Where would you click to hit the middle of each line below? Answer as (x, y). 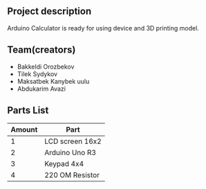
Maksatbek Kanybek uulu (53, 81)
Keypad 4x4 (64, 164)
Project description (49, 11)
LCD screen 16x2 (73, 141)
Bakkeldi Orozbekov (46, 66)
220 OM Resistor (72, 175)
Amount (24, 129)
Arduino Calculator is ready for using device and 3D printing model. (103, 28)
